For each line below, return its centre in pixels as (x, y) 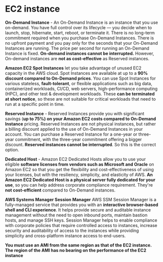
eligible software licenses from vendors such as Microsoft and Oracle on (80, 164)
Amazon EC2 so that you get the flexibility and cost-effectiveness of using (80, 169)
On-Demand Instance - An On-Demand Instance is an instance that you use (81, 22)
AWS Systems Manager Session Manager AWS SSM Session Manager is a (81, 199)
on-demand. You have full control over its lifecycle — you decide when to (79, 27)
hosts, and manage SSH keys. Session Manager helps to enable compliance (81, 220)
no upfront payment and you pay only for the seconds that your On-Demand (81, 43)
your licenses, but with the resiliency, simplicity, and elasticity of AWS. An (79, 175)
